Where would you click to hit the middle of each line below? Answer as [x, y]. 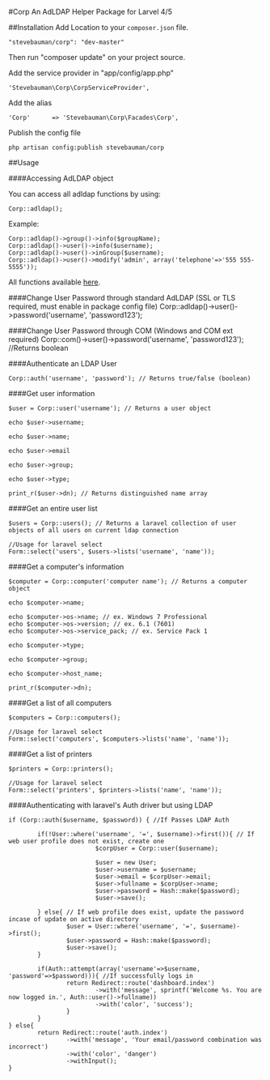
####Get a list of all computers [60, 703]
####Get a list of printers [51, 754]
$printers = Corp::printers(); [61, 769]
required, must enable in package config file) [83, 306]
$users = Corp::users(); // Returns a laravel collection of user [122, 523]
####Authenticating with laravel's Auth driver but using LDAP [111, 805]
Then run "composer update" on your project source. [97, 57]
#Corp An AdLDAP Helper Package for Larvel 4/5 [90, 12]
